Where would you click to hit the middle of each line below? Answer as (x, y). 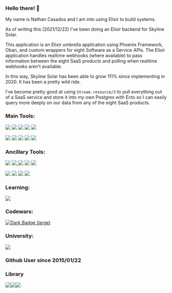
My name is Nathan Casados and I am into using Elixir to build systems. (81, 19)
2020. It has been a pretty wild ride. (43, 82)
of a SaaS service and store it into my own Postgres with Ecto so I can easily (86, 97)
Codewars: (19, 211)
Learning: (18, 187)
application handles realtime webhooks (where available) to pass (74, 55)
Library (15, 274)
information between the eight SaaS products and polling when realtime (81, 61)
